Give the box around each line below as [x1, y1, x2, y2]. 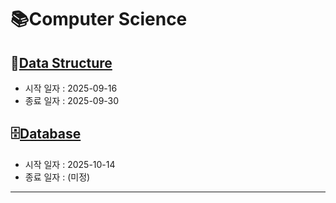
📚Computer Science [10, 8, 188, 31]
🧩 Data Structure [10, 54, 113, 71]
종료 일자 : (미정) [24, 171, 91, 183]
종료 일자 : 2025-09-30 [24, 95, 120, 106]
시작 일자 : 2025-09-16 [24, 82, 118, 94]
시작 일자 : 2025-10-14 [24, 158, 116, 170]
